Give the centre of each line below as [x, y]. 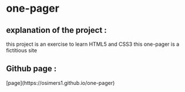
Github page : [31, 69]
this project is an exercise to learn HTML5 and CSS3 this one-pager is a [93, 44]
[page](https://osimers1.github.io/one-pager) [60, 83]
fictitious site [21, 50]
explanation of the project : [56, 30]
